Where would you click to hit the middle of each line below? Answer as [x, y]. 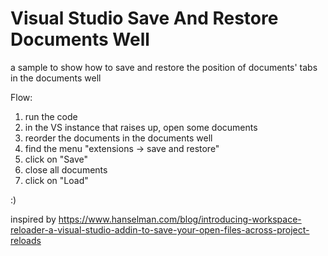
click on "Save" [56, 159]
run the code [51, 116]
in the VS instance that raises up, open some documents [141, 127]
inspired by [33, 219]
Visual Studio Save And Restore [144, 18]
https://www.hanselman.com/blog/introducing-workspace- [180, 219]
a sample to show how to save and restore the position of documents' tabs [164, 67]
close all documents [66, 169]
